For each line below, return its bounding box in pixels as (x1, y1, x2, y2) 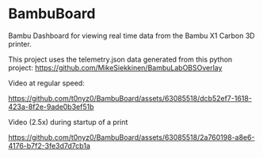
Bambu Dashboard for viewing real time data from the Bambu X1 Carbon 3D (8, 31, 255, 40)
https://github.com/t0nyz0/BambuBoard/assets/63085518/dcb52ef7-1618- (8, 93, 252, 103)
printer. (8, 39, 32, 48)
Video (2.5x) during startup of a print (8, 117, 128, 126)
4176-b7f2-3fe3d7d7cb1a (8, 141, 91, 150)
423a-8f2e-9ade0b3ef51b (8, 102, 94, 111)
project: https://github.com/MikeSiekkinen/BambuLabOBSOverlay (8, 62, 223, 72)
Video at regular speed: (8, 78, 85, 88)
